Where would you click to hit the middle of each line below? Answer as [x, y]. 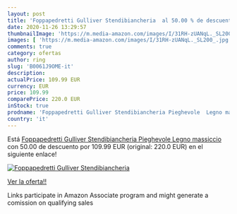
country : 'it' [28, 119]
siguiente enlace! [32, 154]
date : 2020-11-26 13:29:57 [47, 27]
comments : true [30, 47]
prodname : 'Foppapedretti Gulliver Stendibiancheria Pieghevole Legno [115, 112]
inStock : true [28, 106]
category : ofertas [34, 54]
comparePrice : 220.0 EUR [44, 100]
